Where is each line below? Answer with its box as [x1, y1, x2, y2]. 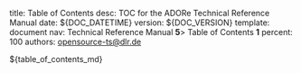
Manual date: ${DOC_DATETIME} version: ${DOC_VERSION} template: [9, 17, 270, 28]
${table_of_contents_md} [9, 54, 103, 64]
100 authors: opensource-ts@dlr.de [9, 36, 142, 47]
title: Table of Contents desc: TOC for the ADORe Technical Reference [9, 8, 270, 18]
